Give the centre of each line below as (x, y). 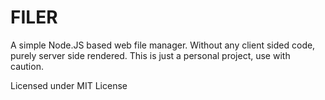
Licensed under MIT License (69, 85)
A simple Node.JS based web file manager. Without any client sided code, (163, 45)
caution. (27, 66)
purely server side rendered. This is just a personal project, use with (150, 55)
